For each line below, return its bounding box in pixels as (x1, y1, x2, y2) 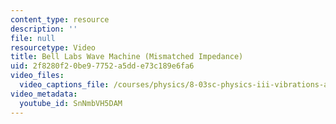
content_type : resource (10, 14, 110, 25)
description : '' (10, 24, 78, 34)
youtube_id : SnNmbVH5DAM (19, 98, 123, 108)
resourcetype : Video (10, 42, 97, 53)
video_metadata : (10, 89, 78, 99)
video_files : (10, 71, 65, 81)
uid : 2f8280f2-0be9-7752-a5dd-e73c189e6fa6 (10, 61, 195, 71)
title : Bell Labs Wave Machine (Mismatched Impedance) (10, 52, 244, 62)
